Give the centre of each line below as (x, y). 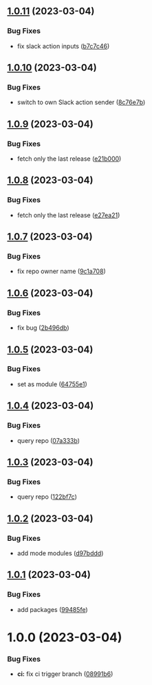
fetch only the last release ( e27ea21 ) (68, 215)
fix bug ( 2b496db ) (43, 328)
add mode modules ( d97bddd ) (60, 553)
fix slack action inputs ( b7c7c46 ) (63, 46)
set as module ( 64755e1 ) (52, 384)
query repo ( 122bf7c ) (47, 497)
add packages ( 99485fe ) (52, 609)
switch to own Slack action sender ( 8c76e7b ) (81, 102)
